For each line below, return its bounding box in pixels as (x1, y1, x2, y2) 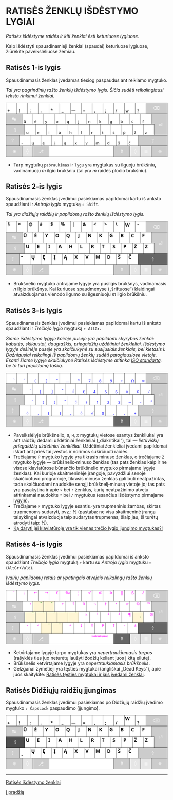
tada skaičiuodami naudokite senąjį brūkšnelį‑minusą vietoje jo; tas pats (13, 481, 165, 487)
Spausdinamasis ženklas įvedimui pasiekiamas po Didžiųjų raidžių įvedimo (6, 699, 163, 706)
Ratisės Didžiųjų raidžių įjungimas (6, 686, 117, 695)
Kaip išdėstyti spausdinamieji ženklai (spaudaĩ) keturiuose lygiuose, (6, 43, 149, 49)
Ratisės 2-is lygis (6, 182, 62, 191)
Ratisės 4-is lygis (6, 540, 63, 549)
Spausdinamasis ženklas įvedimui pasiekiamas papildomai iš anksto (6, 553, 149, 560)
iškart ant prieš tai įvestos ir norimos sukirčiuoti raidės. (13, 448, 129, 454)
